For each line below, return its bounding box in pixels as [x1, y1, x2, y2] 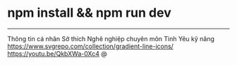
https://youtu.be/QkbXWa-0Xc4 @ [7, 49, 107, 57]
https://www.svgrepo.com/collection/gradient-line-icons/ [7, 42, 174, 50]
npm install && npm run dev [7, 5, 171, 21]
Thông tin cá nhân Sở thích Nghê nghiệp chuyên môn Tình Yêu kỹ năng [7, 34, 215, 43]
